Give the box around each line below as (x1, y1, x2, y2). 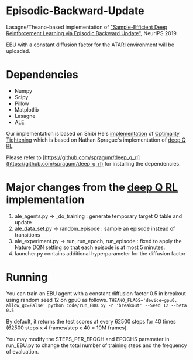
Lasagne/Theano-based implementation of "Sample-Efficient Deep (6, 23, 168, 31)
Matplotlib (14, 106, 39, 113)
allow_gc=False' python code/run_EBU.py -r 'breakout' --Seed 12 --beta (6, 302, 187, 308)
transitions (14, 231, 40, 238)
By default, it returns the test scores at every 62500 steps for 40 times (6, 318, 177, 325)
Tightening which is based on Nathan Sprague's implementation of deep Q (6, 136, 186, 143)
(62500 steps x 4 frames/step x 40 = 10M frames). (6, 324, 129, 331)
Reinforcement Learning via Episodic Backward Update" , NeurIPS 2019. (6, 29, 178, 36)
